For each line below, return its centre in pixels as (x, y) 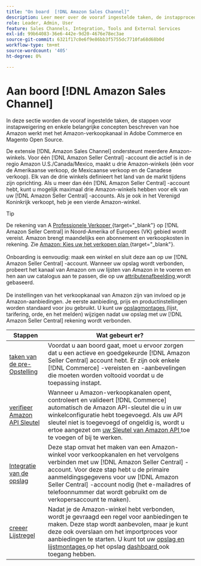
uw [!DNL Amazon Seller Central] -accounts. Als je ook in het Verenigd (93, 196)
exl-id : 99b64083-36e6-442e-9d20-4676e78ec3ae (65, 34)
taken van (23, 357)
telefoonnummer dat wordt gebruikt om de (107, 492)
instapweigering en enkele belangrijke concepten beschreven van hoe (93, 127)
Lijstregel (22, 535)
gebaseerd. (20, 282)
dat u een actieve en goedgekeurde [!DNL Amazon (119, 352)
